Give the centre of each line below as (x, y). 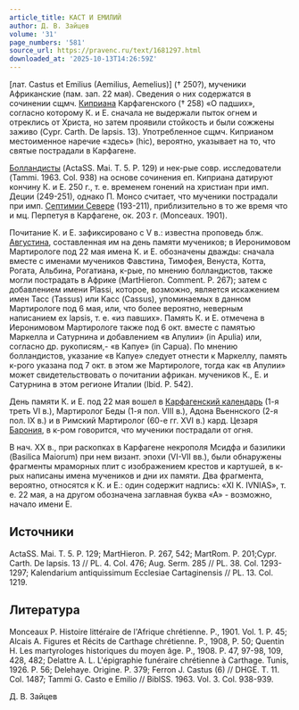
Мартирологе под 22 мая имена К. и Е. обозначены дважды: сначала (142, 252)
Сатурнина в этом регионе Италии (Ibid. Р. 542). (101, 384)
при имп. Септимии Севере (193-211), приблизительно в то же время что (149, 206)
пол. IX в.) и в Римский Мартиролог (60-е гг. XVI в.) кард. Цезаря (134, 421)
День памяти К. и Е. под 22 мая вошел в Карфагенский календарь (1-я (144, 401)
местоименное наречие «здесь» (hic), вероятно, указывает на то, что (142, 141)
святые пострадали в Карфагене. (73, 151)
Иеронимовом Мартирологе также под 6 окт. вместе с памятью (133, 327)
